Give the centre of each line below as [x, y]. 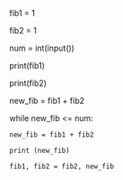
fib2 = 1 [23, 30]
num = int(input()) [42, 48]
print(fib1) [27, 66]
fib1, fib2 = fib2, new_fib [62, 166]
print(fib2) [28, 83]
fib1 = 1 [22, 13]
